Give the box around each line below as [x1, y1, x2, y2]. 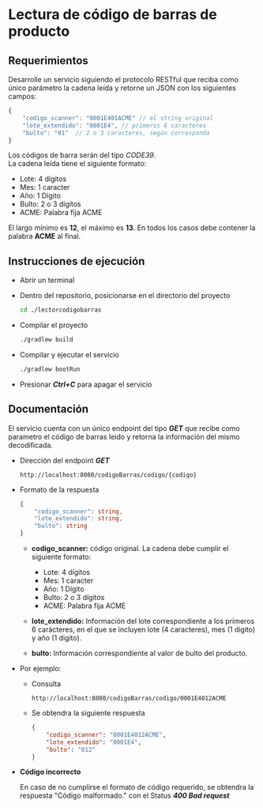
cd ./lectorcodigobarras [19, 306, 102, 314]
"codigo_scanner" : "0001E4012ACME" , [46, 731, 167, 738]
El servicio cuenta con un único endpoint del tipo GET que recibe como [8, 423, 241, 432]
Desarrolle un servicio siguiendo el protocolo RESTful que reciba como [8, 75, 239, 84]
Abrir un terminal [19, 275, 75, 285]
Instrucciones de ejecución [8, 255, 145, 268]
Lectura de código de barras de [8, 6, 217, 24]
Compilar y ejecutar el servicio [19, 349, 120, 359]
